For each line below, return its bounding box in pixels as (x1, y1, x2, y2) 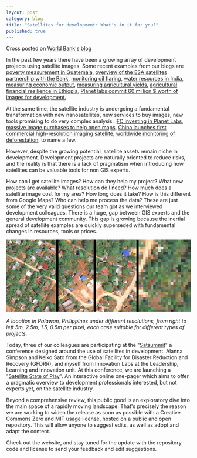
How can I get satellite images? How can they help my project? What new (6, 178, 184, 185)
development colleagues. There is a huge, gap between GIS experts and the (6, 209, 190, 216)
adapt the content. (6, 428, 51, 435)
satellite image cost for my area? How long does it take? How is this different (6, 190, 191, 198)
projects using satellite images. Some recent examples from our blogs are (6, 62, 184, 70)
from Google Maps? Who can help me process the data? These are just (6, 197, 178, 204)
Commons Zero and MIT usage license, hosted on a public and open (6, 415, 172, 423)
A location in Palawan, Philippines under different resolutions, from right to (6, 317, 186, 325)
